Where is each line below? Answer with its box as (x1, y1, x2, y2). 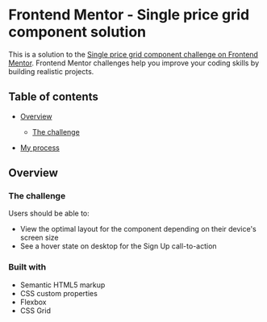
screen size (19, 232, 59, 243)
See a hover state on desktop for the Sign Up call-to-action (19, 241, 217, 251)
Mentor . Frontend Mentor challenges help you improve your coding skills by (8, 58, 260, 68)
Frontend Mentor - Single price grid (8, 6, 250, 24)
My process (19, 143, 60, 153)
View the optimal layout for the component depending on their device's (19, 224, 257, 234)
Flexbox (19, 297, 47, 307)
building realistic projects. (8, 66, 94, 76)
